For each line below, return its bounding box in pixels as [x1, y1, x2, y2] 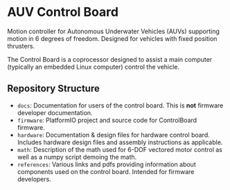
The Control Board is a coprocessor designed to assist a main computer [7, 55, 213, 63]
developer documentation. [17, 108, 93, 116]
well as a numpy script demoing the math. [17, 153, 137, 161]
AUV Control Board [7, 4, 119, 20]
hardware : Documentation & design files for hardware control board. [17, 130, 210, 139]
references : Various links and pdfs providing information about [17, 160, 196, 169]
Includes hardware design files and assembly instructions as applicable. [17, 138, 223, 146]
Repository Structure [7, 83, 100, 94]
